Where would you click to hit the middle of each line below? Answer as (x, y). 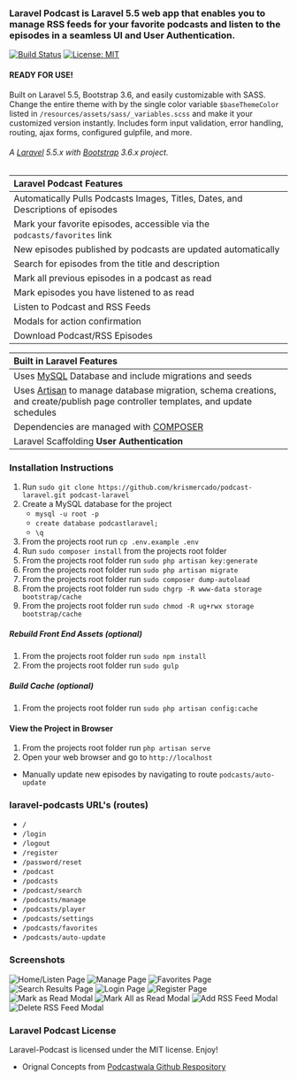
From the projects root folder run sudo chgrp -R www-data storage (142, 588)
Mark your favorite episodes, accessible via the (112, 224)
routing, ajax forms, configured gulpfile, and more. (101, 132)
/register (40, 853)
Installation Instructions (61, 467)
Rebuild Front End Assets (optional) (76, 633)
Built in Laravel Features (65, 361)
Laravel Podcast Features (69, 183)
